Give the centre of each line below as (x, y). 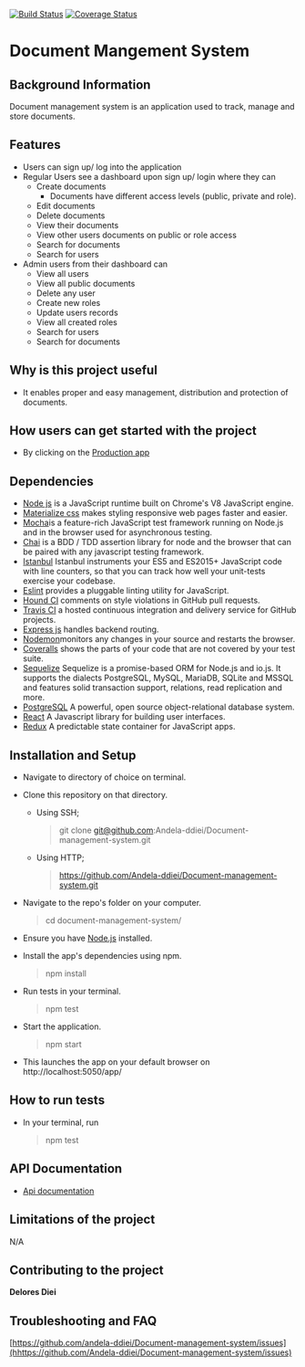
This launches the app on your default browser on (116, 1062)
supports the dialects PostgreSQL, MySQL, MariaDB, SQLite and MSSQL (158, 678)
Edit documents (66, 205)
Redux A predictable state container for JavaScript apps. (129, 727)
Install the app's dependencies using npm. (102, 956)
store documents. (42, 116)
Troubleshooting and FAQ (83, 1321)
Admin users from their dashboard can (95, 264)
